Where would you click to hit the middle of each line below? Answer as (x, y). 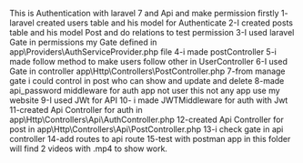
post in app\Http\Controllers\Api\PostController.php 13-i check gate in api (146, 129)
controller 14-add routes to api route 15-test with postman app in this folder (150, 139)
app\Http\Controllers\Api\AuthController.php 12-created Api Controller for (147, 119)
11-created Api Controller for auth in (76, 110)
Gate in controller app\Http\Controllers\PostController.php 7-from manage (147, 71)
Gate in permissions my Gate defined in (83, 42)
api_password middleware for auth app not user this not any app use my (145, 91)
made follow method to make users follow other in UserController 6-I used (149, 61)
